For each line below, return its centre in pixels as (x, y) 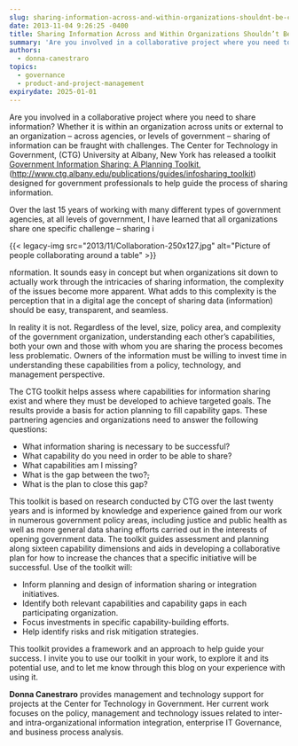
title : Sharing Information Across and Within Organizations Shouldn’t (144, 34)
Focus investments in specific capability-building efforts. (125, 622)
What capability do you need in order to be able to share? (127, 455)
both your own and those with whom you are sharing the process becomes (146, 346)
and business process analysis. (67, 732)
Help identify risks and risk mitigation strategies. (110, 632)
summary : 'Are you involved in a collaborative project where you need (144, 42)
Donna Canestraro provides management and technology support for (137, 694)
